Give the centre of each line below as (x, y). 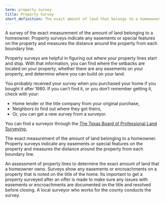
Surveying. (16, 129)
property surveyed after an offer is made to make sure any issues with (77, 180)
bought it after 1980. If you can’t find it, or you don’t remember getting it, (79, 89)
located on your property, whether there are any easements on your (74, 69)
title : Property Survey (30, 14)
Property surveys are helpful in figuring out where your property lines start (81, 58)
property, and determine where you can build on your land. (65, 74)
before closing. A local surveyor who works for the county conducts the (78, 190)
